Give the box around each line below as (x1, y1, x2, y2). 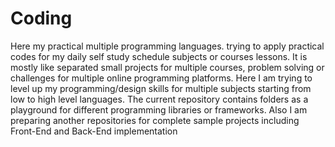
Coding (10, 7, 73, 30)
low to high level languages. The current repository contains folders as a (10, 93, 309, 105)
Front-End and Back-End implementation (10, 125, 178, 137)
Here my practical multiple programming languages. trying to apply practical (10, 40, 325, 52)
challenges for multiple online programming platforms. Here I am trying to (10, 72, 313, 84)
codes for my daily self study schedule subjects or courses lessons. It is (10, 50, 308, 62)
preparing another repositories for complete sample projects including (10, 114, 300, 126)
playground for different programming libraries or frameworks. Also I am (10, 103, 308, 116)
